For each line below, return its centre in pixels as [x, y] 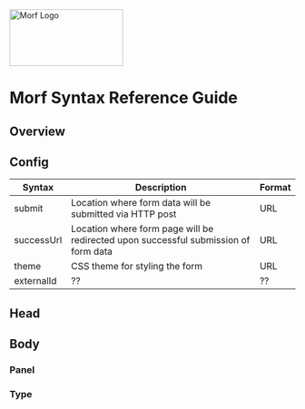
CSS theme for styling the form [137, 267]
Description [161, 188]
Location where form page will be [143, 229]
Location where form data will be [141, 203]
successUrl [38, 240]
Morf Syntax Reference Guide [124, 98]
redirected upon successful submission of [161, 240]
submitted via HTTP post [124, 214]
